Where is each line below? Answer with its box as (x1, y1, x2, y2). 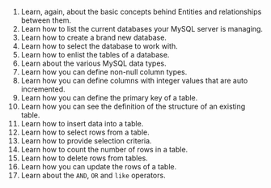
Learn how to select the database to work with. (20, 41, 178, 51)
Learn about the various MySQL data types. (20, 58, 167, 68)
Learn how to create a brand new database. (20, 32, 167, 42)
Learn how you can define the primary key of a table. (20, 93, 198, 102)
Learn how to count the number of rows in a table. (20, 145, 188, 154)
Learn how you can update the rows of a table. (20, 162, 177, 171)
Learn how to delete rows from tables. (20, 153, 148, 163)
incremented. (20, 84, 66, 94)
